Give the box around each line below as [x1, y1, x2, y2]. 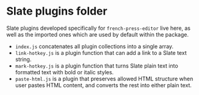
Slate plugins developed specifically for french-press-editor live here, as [6, 24, 191, 32]
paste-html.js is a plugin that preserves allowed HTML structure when [15, 75, 194, 82]
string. [15, 55, 32, 63]
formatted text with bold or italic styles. [15, 68, 114, 76]
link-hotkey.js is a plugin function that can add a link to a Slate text [15, 49, 187, 56]
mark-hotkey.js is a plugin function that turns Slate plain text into [15, 62, 178, 69]
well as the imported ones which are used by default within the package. [6, 30, 189, 38]
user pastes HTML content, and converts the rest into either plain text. [15, 81, 192, 89]
